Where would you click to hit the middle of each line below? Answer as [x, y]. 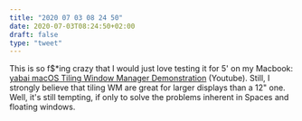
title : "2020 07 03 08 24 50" [66, 18]
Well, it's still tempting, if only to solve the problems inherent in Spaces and [149, 98]
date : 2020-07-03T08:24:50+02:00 [72, 26]
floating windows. [42, 107]
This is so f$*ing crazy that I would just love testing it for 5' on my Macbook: [151, 69]
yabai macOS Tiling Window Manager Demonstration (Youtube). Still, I [140, 79]
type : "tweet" [36, 43]
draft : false [34, 34]
